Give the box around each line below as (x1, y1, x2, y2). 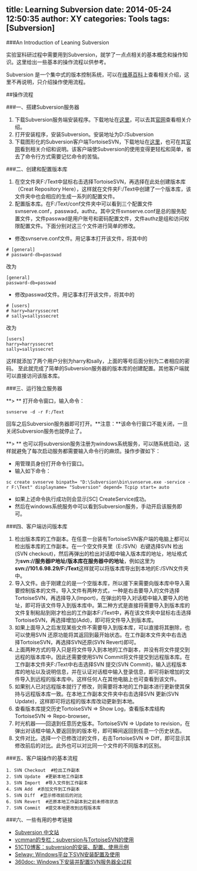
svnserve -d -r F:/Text (6, 409, 65, 415)
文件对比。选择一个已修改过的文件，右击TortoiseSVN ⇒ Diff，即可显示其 (14, 735, 191, 742)
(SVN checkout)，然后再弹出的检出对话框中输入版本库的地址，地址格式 (14, 550, 188, 557)
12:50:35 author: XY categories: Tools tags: (6, 14, 170, 24)
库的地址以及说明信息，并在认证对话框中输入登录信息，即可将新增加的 (14, 668, 185, 675)
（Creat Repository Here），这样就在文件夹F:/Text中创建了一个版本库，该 (14, 185, 191, 193)
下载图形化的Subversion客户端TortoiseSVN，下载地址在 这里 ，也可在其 (14, 138, 186, 145)
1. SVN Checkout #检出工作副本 (6, 767, 81, 773)
